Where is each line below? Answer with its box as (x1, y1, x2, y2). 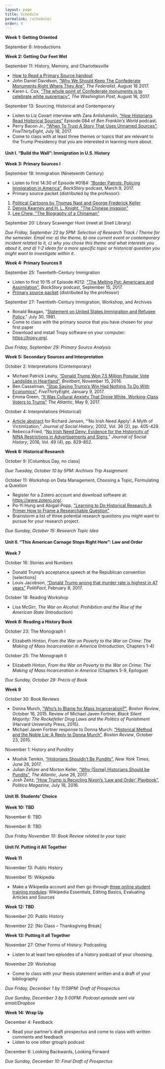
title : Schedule (5, 12, 38, 17)
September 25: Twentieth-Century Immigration (5, 269, 100, 276)
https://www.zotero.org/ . (12, 497, 63, 503)
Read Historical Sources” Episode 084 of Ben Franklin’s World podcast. (12, 118, 158, 124)
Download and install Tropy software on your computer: (12, 329, 126, 335)
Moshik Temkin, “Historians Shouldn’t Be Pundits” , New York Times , (12, 756, 150, 762)
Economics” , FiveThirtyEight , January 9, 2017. (12, 389, 105, 394)
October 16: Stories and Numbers (5, 559, 73, 565)
